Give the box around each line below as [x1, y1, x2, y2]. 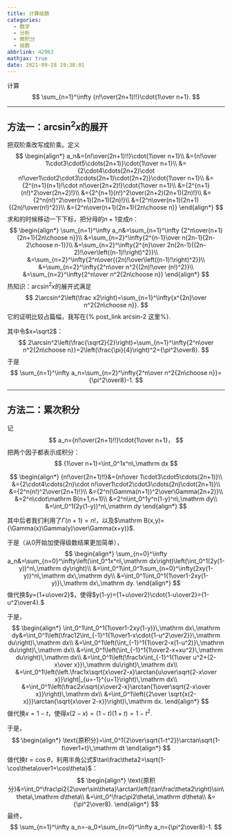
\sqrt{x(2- [168, 689, 197, 698]
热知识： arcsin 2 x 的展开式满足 [7, 281, 92, 291]
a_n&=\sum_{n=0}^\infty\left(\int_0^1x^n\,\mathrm [7, 557, 148, 565]
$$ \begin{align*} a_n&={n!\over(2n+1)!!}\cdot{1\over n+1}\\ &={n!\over [15, 152, 217, 160]
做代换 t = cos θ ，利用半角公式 [7, 755, 93, 763]
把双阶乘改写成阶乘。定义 [7, 141, 80, 149]
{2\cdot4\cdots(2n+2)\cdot [77, 166, 155, 175]
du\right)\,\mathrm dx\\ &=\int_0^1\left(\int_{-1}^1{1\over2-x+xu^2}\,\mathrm [9, 645, 223, 654]
